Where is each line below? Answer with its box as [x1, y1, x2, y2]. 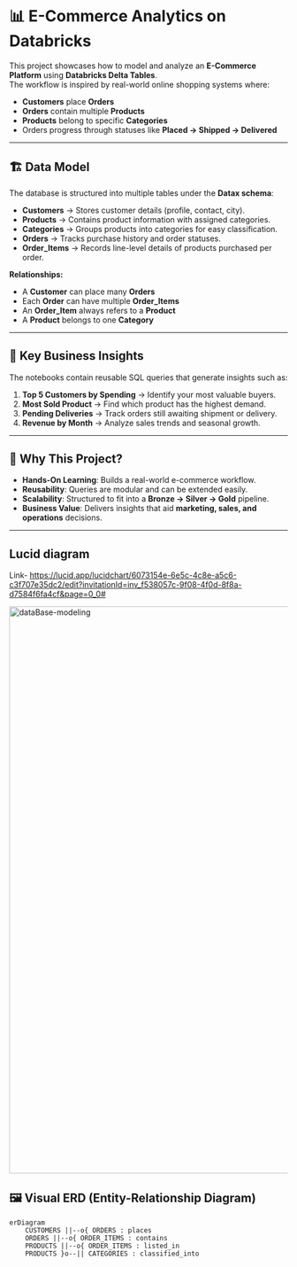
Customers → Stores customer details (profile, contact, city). [21, 205, 246, 215]
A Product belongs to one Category [21, 315, 155, 325]
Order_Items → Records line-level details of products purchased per [21, 242, 272, 253]
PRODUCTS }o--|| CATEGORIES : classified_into [25, 1249, 200, 1258]
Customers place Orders [21, 96, 115, 106]
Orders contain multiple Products [21, 105, 146, 116]
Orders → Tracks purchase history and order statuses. [21, 233, 221, 244]
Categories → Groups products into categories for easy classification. [21, 223, 278, 234]
